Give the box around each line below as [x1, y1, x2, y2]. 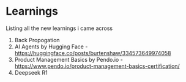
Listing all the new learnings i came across [6, 24, 113, 32]
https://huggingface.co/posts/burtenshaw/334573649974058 [14, 49, 171, 56]
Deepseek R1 [14, 69, 48, 76]
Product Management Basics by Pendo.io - [14, 56, 123, 63]
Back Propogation [14, 36, 60, 43]
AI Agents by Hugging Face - [14, 43, 88, 50]
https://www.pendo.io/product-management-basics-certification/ [14, 62, 180, 70]
